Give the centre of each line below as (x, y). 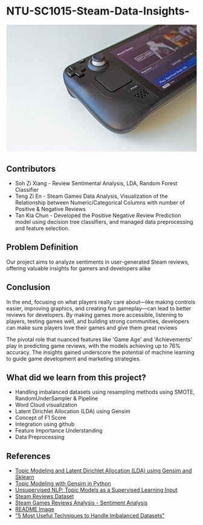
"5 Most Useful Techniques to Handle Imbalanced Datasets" (90, 516)
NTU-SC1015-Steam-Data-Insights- (98, 11)
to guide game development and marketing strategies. (74, 359)
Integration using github (45, 424)
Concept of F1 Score (40, 418)
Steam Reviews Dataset (44, 497)
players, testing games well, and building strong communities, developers (98, 321)
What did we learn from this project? (76, 378)
